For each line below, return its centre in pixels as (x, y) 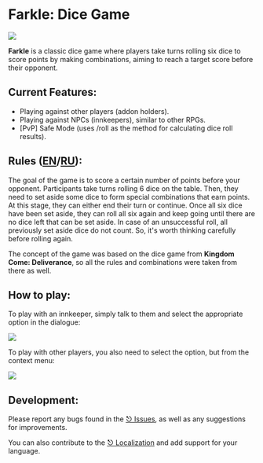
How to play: (39, 295)
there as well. (30, 270)
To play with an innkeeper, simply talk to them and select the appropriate (126, 314)
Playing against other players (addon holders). (94, 111)
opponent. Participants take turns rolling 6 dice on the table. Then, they (123, 188)
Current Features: (53, 92)
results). (33, 136)
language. (24, 451)
